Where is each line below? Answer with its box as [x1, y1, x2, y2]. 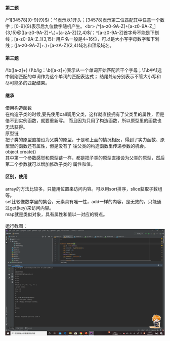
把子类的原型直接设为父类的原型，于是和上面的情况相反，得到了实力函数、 [5, 136, 160, 142]
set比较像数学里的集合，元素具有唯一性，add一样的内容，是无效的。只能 [5, 198, 157, 204]
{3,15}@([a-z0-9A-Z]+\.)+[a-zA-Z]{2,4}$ [5, 29, 90, 36]
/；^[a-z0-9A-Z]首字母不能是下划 [90, 29, 159, 36]
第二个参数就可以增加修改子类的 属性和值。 [5, 161, 95, 167]
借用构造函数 [5, 105, 32, 111]
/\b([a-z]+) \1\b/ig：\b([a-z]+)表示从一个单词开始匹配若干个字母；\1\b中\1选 [5, 67, 162, 73]
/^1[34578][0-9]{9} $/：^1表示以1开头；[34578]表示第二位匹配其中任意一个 [5, 17, 160, 23]
